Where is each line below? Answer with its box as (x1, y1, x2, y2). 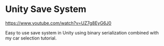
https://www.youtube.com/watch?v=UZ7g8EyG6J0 (5, 20, 112, 26)
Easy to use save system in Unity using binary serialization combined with (5, 29, 159, 35)
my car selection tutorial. (5, 35, 57, 41)
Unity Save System (5, 3, 87, 15)
